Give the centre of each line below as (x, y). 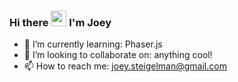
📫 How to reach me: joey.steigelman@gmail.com (125, 66)
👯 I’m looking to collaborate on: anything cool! (118, 55)
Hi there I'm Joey (60, 22)
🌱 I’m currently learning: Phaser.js (93, 44)
